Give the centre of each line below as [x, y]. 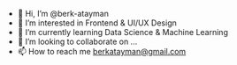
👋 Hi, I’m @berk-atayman [63, 14]
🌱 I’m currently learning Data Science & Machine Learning [122, 32]
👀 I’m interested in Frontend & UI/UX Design [97, 23]
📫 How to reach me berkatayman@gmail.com [102, 51]
